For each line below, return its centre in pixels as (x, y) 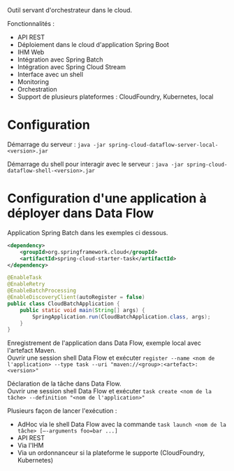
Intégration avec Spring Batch (60, 59)
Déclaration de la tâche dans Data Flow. (64, 384)
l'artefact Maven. (32, 351)
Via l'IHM (30, 445)
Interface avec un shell (50, 74)
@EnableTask (24, 278)
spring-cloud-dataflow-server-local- (163, 145)
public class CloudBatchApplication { (64, 304)
